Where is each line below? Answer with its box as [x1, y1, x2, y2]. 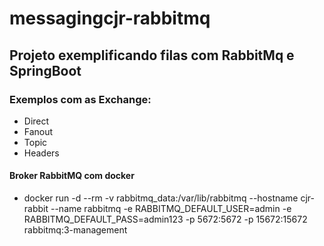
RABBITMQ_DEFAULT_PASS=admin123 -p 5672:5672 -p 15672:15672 [23, 213, 308, 226]
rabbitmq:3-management [23, 224, 128, 236]
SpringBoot [9, 62, 82, 79]
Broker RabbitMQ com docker [9, 170, 135, 182]
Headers [23, 147, 60, 159]
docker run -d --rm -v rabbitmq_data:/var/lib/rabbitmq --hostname [23, 192, 299, 204]
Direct [23, 115, 50, 127]
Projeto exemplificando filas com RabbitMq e [9, 47, 295, 64]
